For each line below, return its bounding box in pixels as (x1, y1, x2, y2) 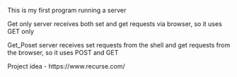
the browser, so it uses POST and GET (7, 49, 119, 57)
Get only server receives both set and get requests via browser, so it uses (7, 20, 223, 28)
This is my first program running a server (7, 6, 127, 14)
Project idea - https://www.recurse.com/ (7, 62, 125, 70)
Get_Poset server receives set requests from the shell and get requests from (7, 41, 231, 49)
